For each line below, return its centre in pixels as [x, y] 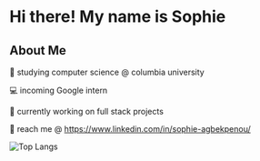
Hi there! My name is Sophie [118, 17]
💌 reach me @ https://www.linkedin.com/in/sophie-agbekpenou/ [130, 129]
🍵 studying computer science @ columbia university [107, 72]
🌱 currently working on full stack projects [86, 111]
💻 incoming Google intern [59, 90]
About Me [38, 50]
